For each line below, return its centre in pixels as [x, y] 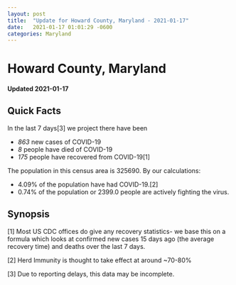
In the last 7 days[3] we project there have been [77, 128]
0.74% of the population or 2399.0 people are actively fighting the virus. [123, 191]
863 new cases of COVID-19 [59, 142]
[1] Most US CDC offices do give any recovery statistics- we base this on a [117, 231]
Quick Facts [34, 111]
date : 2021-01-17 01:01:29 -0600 [60, 27]
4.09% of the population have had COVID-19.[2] [88, 184]
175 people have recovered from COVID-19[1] [84, 157]
